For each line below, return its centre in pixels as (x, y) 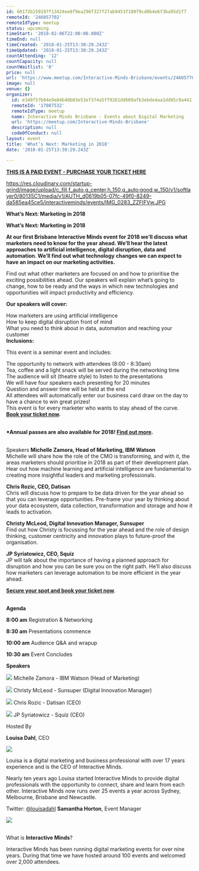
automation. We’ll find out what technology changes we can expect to (94, 255)
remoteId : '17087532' (38, 105)
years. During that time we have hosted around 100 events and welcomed (96, 855)
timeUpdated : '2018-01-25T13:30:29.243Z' (58, 50)
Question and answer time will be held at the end (66, 389)
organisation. (22, 542)
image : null (21, 84)
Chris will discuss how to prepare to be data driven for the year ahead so (95, 493)
